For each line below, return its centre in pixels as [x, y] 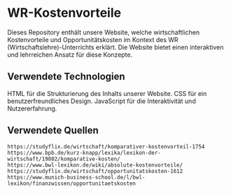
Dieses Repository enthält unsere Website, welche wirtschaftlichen [104, 32]
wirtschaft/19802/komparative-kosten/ [64, 159]
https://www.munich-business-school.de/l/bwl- [76, 177]
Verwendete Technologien [66, 77]
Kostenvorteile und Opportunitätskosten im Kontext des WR [93, 39]
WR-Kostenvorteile [64, 13]
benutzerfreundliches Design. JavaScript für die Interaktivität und [101, 101]
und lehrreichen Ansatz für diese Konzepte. [70, 55]
